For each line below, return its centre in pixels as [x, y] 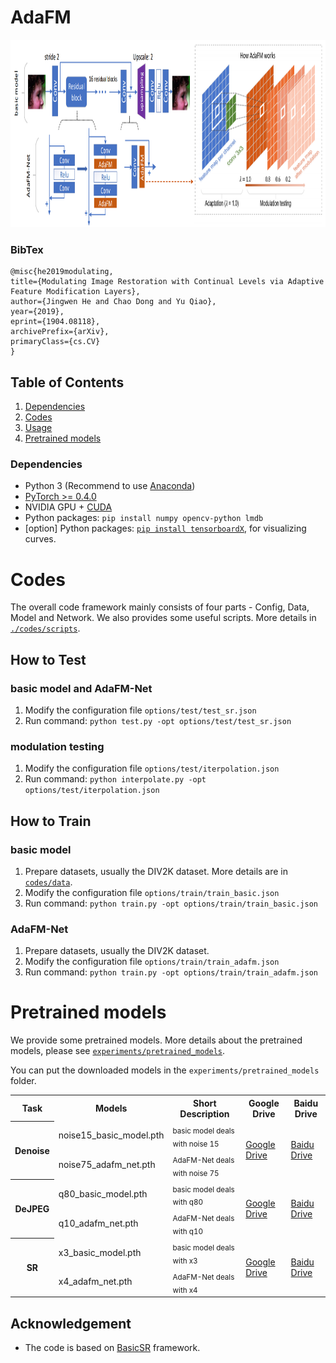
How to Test [48, 659]
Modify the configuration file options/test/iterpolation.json [152, 768]
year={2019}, [37, 312]
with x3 [185, 1261]
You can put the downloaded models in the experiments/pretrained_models [165, 1070]
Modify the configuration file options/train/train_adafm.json [152, 962]
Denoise [32, 1150]
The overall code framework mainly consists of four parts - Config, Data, [160, 607]
